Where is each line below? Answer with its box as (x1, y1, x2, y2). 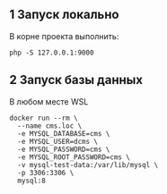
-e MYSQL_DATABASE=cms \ (17, 129, 110, 138)
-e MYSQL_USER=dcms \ (17, 137, 99, 146)
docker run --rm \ (9, 114, 78, 122)
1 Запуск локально (9, 7, 119, 22)
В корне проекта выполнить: (9, 30, 119, 41)
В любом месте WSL (9, 96, 89, 106)
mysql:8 (17, 176, 47, 185)
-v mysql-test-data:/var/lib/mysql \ (17, 160, 159, 169)
